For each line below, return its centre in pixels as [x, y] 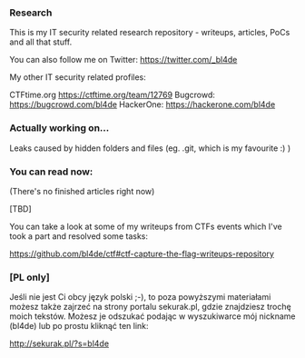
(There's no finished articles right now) [82, 191]
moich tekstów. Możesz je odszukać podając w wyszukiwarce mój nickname [152, 316]
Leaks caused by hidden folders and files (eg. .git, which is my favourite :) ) [150, 148]
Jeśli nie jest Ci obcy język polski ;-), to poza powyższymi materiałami [140, 297]
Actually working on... [59, 128]
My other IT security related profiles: [78, 77]
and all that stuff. [41, 42]
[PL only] [30, 277]
